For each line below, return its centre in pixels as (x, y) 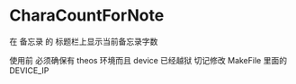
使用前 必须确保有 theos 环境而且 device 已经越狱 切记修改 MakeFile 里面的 (148, 60)
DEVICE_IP (29, 70)
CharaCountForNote (87, 16)
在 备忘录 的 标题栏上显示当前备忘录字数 (84, 41)
